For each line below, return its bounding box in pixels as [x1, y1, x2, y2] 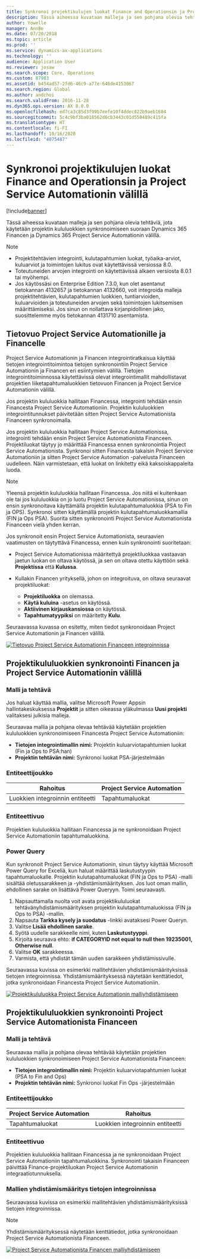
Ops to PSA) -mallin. [14, 910, 65, 918]
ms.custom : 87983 [6, 75, 49, 81]
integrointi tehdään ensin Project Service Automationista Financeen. [6, 434, 173, 442]
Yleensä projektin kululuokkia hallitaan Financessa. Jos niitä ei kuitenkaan [6, 489, 187, 496]
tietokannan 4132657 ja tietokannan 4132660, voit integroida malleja [14, 286, 182, 293]
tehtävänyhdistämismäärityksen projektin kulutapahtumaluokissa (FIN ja [14, 904, 192, 911]
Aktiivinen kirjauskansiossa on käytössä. [23, 605, 127, 612]
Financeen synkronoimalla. [6, 416, 73, 424]
